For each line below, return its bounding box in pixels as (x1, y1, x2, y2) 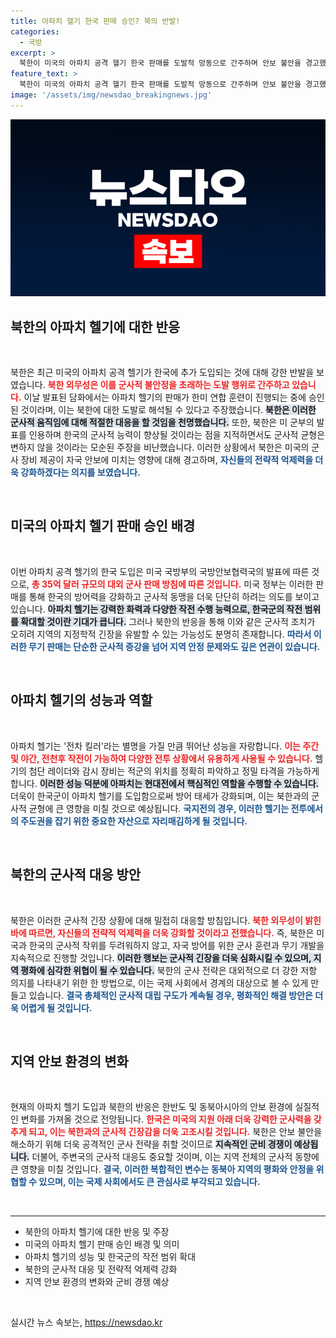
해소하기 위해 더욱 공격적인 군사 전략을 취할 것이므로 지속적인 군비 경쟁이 (10, 1138, 293, 1150)
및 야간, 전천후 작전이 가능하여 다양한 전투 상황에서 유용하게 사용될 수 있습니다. (10, 752, 313, 764)
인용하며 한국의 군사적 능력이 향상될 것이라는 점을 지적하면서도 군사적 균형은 (28, 429, 326, 441)
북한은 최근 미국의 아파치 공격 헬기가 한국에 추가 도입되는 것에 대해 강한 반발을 (10, 366, 315, 379)
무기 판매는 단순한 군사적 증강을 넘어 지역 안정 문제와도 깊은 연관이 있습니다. (28, 640, 321, 652)
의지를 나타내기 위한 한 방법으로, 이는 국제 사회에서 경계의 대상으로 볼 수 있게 (10, 976, 309, 989)
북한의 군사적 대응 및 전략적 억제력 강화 (24, 1263, 178, 1275)
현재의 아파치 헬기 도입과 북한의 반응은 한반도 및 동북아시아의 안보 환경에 (10, 1101, 293, 1113)
